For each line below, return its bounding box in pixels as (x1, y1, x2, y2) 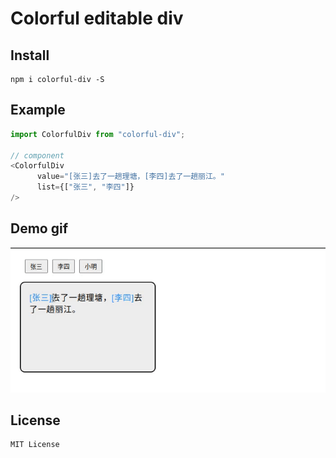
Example (10, 102, 66, 119)
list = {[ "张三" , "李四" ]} (36, 182, 135, 192)
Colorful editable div (10, 7, 184, 30)
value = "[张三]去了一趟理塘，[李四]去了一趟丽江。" (36, 172, 225, 182)
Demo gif (10, 220, 69, 237)
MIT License (10, 440, 60, 450)
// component (10, 150, 65, 161)
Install (10, 47, 50, 64)
